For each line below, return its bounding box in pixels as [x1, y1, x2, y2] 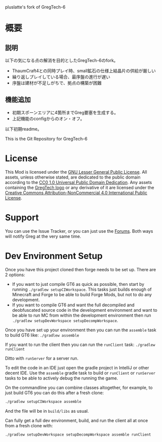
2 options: [5, 272, 25, 278]
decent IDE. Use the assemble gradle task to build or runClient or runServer [5, 370, 156, 376]
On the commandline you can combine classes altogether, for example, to [5, 384, 153, 390]
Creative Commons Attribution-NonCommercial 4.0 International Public [5, 190, 147, 196]
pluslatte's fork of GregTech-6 [5, 4, 66, 10]
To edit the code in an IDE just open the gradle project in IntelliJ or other [5, 364, 149, 370]
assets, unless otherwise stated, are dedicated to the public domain [5, 174, 141, 180]
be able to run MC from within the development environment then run [12, 312, 152, 318]
